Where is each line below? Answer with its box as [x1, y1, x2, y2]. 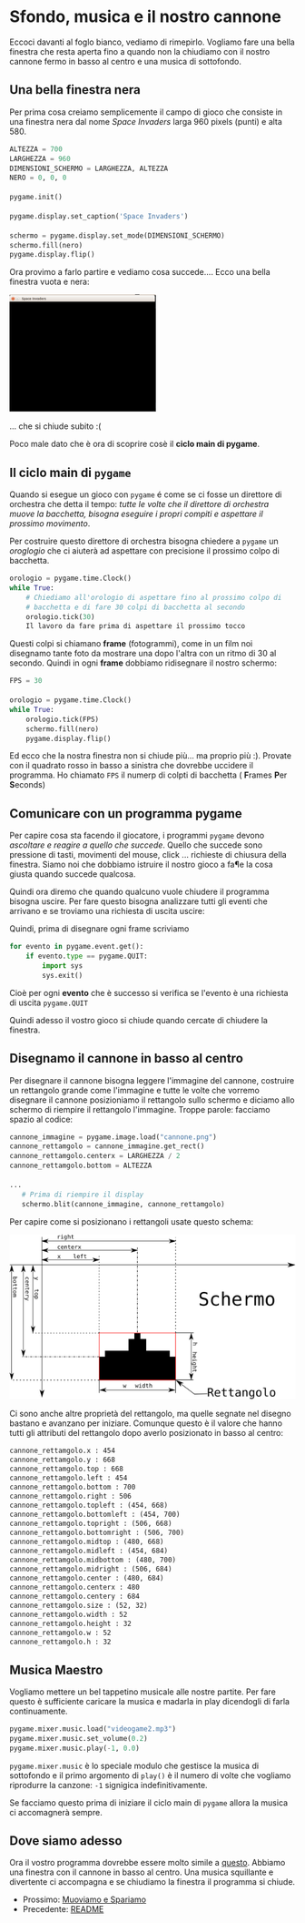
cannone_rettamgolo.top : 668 [9, 1464, 124, 1474]
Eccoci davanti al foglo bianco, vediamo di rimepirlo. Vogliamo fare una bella [9, 36, 295, 47]
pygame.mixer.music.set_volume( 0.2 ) [9, 1734, 148, 1743]
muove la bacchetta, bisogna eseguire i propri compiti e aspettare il [9, 508, 263, 520]
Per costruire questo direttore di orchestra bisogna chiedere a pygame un [9, 535, 279, 547]
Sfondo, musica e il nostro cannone [9, 6, 281, 27]
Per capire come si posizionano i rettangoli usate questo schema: [9, 1216, 254, 1226]
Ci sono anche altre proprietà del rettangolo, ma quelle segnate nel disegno [9, 1409, 292, 1419]
